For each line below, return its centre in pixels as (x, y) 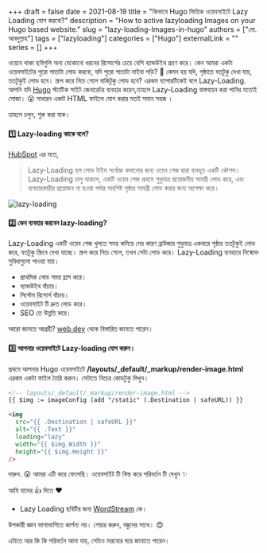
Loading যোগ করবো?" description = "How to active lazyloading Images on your (132, 20)
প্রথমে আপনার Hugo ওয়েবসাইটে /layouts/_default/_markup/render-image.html (126, 368)
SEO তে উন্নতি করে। (45, 313)
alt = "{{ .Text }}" (46, 430)
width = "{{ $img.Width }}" (58, 444)
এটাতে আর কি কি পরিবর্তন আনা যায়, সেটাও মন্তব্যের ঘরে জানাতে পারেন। (89, 541)
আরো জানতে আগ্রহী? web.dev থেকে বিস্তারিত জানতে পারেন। (81, 329)
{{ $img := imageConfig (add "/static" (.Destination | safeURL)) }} (126, 400)
